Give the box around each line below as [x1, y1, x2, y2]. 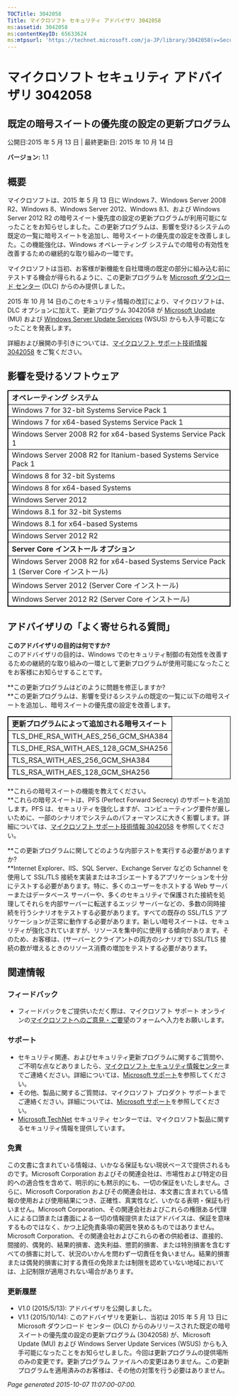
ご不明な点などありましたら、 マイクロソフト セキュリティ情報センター [17, 1062, 225, 1070]
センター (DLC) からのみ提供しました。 [15, 282, 129, 290]
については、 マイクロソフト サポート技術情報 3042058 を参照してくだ [13, 822, 219, 830]
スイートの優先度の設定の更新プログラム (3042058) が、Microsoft [17, 1331, 211, 1339]
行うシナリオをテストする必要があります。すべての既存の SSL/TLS [19, 908, 213, 916]
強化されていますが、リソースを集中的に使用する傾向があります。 [31, 925, 223, 934]
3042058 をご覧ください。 [7, 347, 86, 356]
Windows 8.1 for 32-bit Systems [11, 507, 122, 517]
